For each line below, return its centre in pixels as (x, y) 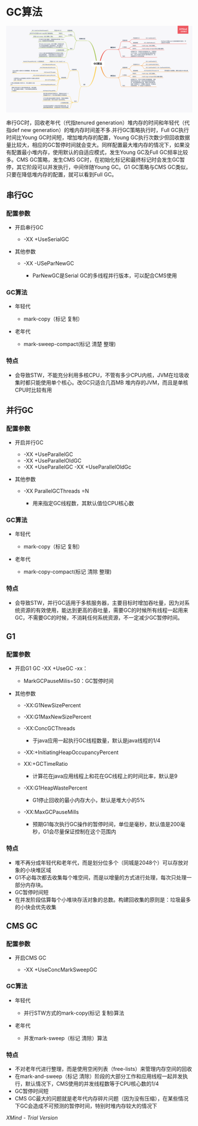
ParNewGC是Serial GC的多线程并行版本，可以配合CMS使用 (105, 275)
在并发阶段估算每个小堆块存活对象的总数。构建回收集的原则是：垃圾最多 (103, 899)
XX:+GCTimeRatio (46, 764)
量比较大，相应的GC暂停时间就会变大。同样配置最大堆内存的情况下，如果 (95, 145)
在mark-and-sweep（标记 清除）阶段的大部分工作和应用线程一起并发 (99, 1076)
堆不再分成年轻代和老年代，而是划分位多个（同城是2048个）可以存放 (99, 862)
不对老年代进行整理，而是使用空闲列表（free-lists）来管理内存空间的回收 (103, 1069)
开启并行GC (29, 442)
